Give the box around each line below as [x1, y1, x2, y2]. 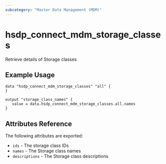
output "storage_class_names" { [5, 97, 73, 102]
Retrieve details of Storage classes [5, 56, 77, 62]
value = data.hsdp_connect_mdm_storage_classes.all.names [12, 101, 136, 107]
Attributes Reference [5, 119, 72, 128]
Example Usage [5, 71, 55, 79]
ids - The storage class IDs [12, 142, 69, 148]
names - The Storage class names [12, 148, 81, 154]
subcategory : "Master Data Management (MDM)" [5, 7, 102, 13]
